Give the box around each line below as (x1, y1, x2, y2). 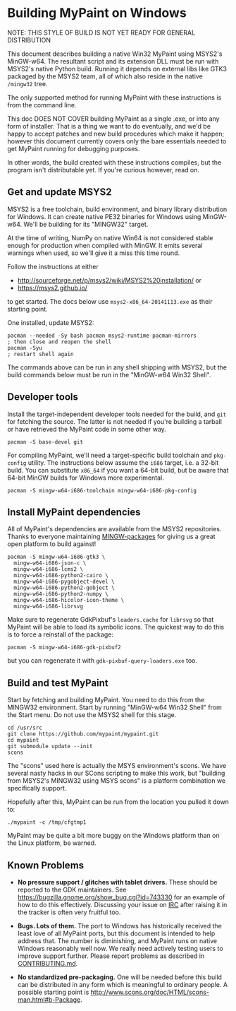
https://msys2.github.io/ (17, 283, 88, 292)
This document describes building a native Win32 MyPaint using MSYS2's (7, 49, 223, 58)
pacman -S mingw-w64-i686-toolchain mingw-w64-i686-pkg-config (7, 487, 197, 494)
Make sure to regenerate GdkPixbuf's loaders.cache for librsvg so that (7, 615, 214, 624)
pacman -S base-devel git (7, 438, 83, 446)
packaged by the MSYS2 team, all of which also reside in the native (7, 72, 203, 81)
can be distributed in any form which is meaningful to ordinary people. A (17, 981, 228, 988)
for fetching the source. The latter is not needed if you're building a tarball (7, 417, 222, 425)
